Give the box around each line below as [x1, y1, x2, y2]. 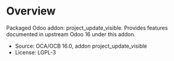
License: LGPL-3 [14, 48, 56, 56]
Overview [6, 4, 56, 18]
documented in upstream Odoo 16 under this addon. [6, 30, 135, 37]
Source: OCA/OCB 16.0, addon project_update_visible [14, 42, 148, 50]
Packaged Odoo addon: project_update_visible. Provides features [6, 24, 168, 31]
